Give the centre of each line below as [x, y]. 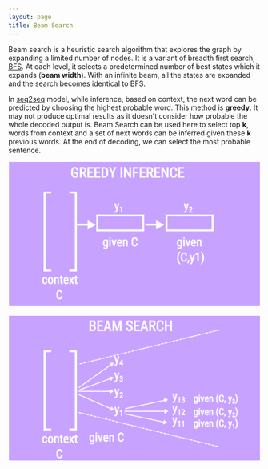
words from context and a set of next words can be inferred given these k [130, 133]
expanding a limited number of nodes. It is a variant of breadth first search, [132, 58]
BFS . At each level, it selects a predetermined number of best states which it [134, 66]
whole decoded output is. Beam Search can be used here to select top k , [128, 124]
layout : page [30, 17]
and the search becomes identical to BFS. [77, 83]
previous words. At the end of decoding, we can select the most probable [129, 141]
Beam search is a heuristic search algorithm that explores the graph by [125, 49]
